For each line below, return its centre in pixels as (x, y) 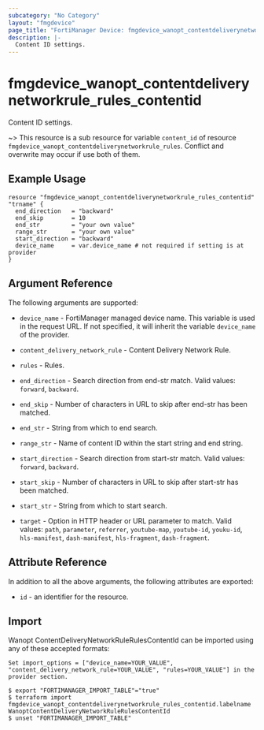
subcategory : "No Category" (54, 15)
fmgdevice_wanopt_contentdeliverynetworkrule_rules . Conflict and (116, 146)
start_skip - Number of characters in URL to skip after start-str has (129, 482)
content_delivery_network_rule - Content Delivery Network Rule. (125, 350)
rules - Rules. (42, 365)
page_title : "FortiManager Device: (66, 30)
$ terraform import (40, 698)
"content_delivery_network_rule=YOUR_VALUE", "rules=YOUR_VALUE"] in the (132, 670)
